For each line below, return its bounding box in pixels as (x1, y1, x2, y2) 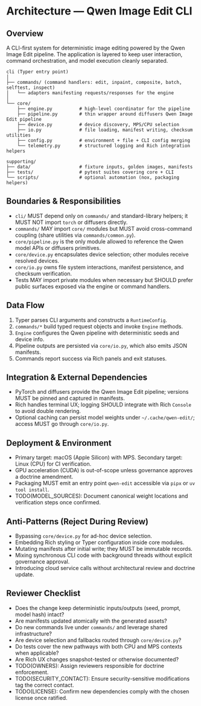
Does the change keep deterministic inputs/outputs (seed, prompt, (14, 604, 181, 611)
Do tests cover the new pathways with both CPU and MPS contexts (14, 643, 183, 650)
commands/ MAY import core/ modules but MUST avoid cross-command (14, 225, 192, 232)
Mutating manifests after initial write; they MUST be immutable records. (14, 545, 193, 553)
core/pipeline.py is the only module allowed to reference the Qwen (14, 237, 184, 245)
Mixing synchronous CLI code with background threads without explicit (14, 551, 193, 559)
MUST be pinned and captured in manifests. (14, 394, 125, 402)
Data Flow (6, 300, 45, 310)
